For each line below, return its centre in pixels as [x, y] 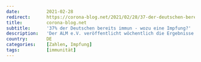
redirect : [19, 17]
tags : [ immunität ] [41, 50]
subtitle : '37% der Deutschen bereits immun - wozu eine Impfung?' [99, 28]
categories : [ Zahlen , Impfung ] [49, 45]
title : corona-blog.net [46, 22]
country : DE [29, 39]
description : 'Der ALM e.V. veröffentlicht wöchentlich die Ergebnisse [100, 34]
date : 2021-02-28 [40, 12]
